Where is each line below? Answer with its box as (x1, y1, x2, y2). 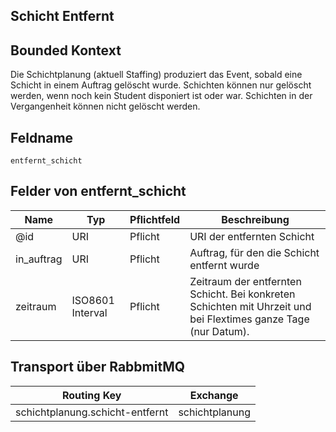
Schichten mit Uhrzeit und (189, 299, 312, 313)
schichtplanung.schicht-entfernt (15, 405, 169, 419)
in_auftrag (15, 252, 63, 266)
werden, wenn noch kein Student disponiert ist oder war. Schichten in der (10, 90, 313, 102)
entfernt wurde (189, 258, 260, 272)
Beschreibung (221, 212, 290, 226)
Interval (71, 305, 108, 319)
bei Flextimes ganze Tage (189, 312, 310, 326)
